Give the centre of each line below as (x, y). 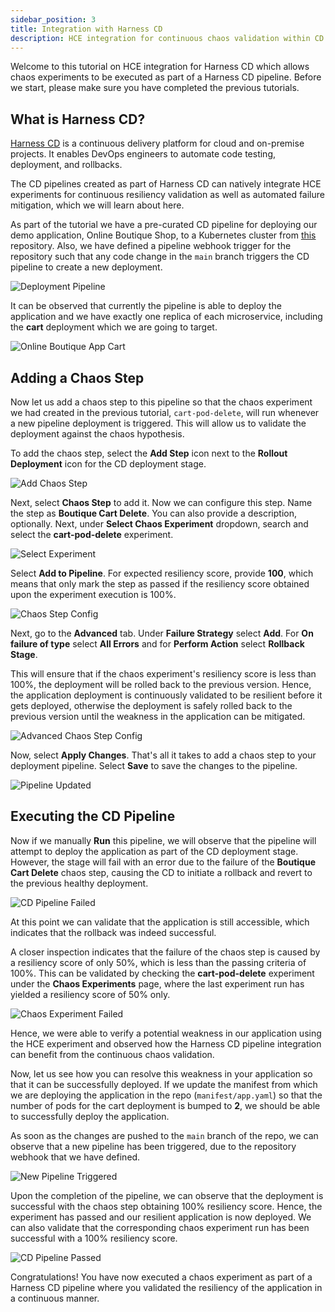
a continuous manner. (55, 1298)
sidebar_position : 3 (53, 19)
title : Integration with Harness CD (86, 29)
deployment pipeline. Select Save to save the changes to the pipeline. (154, 765)
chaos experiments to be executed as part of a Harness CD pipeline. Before (166, 77)
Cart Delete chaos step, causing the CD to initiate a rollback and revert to (161, 872)
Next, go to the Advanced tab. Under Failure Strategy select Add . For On (162, 633)
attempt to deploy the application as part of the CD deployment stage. (154, 851)
